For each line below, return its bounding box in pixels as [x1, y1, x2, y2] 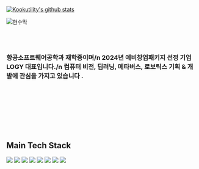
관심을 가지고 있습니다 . [19, 71, 84, 80]
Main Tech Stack [6, 140, 71, 151]
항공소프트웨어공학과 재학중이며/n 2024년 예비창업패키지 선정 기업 [6, 53, 192, 62]
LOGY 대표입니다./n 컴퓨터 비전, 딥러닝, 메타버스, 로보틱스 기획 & [6, 62, 186, 71]
